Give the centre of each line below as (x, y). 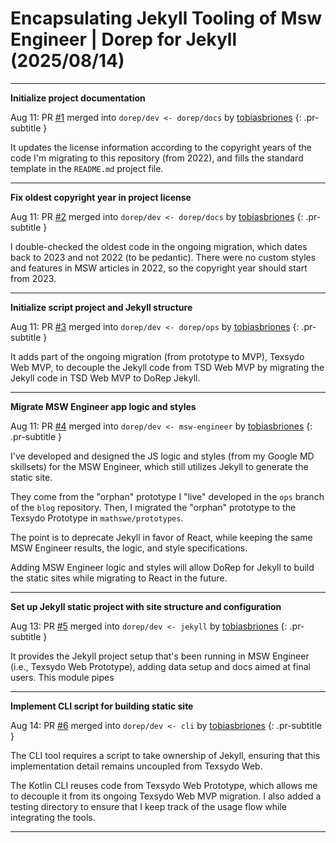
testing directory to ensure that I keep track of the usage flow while (149, 806)
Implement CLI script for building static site (102, 706)
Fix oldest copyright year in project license (101, 197)
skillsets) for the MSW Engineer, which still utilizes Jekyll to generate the (159, 466)
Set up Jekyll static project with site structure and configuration (146, 606)
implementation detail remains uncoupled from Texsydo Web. (136, 766)
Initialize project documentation (78, 98)
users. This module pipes (62, 677)
